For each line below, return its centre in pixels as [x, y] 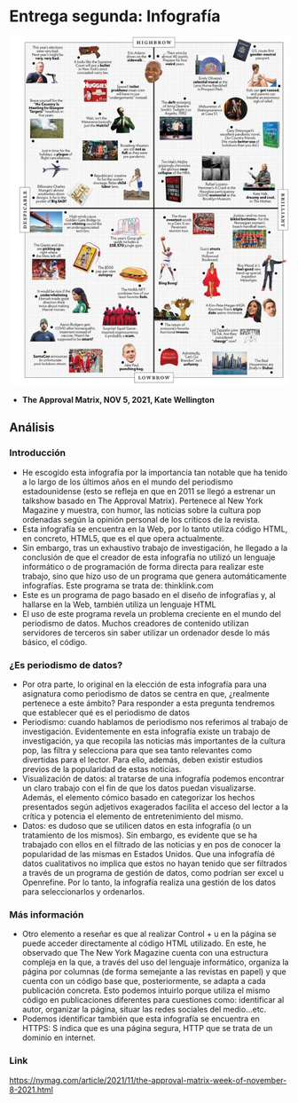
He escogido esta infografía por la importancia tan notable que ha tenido [155, 472]
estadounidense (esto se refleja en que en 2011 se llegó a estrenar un [149, 491]
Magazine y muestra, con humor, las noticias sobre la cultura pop [141, 510]
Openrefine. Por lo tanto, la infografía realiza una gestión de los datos [149, 882]
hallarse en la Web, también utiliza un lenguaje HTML [119, 604]
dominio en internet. [59, 1038]
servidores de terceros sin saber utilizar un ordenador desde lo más [146, 633]
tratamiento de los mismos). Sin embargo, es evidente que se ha [140, 835]
